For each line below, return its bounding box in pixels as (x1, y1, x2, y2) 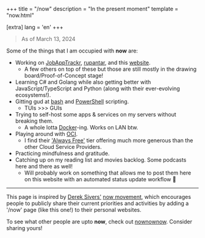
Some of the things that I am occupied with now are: (6, 47, 138, 54)
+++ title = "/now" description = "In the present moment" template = (6, 5, 179, 12)
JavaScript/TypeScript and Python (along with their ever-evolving (15, 85, 180, 92)
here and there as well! (15, 163, 73, 170)
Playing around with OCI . (15, 131, 78, 137)
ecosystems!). (15, 92, 51, 98)
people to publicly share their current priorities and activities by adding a (6, 200, 189, 207)
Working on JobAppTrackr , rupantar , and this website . (15, 59, 151, 66)
